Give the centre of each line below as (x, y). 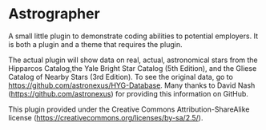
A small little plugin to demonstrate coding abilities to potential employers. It (133, 36)
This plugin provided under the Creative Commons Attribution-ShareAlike (129, 109)
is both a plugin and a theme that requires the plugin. (95, 44)
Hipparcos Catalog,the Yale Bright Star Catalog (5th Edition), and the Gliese (133, 68)
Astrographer (54, 14)
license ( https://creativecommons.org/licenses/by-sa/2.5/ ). (106, 117)
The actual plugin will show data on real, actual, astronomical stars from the (133, 60)
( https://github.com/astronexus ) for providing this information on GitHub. (128, 93)
